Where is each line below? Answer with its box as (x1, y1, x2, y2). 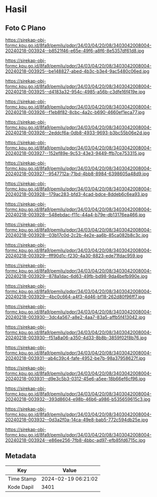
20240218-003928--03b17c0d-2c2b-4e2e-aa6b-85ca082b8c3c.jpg (5, 232, 149, 238)
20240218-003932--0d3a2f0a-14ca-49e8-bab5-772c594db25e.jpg (5, 417, 148, 422)
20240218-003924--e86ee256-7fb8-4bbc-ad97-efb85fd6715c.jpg (5, 437, 145, 443)
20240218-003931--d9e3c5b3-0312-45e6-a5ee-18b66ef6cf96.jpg (5, 376, 145, 381)
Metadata (5, 452, 36, 460)
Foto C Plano (5, 24, 46, 32)
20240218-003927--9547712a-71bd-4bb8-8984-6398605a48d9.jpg (5, 171, 149, 177)
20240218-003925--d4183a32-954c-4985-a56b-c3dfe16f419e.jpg (5, 89, 145, 94)
